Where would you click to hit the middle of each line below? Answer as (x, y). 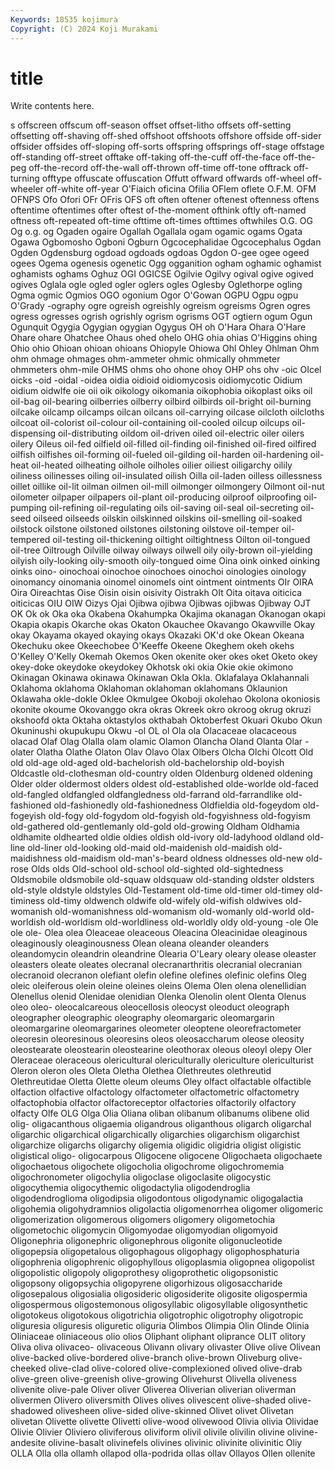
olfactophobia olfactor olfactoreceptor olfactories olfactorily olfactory (153, 1103)
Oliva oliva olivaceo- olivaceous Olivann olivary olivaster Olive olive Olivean (165, 1347)
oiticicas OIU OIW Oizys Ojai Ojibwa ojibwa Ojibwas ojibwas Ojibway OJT (161, 603)
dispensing (33, 433)
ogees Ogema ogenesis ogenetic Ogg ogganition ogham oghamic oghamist (166, 263)
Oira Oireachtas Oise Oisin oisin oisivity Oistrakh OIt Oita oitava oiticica (156, 593)
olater (22, 752)
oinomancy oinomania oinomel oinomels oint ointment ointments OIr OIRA (162, 582)
